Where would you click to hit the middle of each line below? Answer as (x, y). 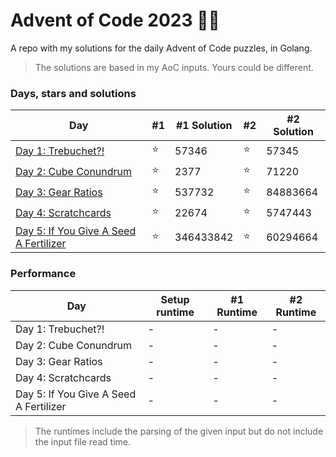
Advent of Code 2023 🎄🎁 (115, 20)
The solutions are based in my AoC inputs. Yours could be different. (174, 67)
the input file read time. (82, 441)
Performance (43, 274)
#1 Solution (204, 126)
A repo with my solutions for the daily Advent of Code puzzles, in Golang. (161, 48)
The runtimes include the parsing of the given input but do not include (179, 431)
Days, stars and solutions (73, 93)
